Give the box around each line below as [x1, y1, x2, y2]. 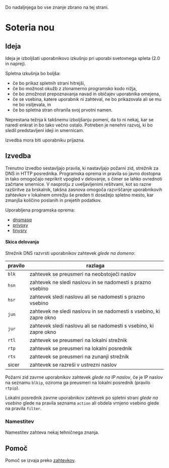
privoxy [12, 222, 29, 228]
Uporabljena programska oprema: [5, 207, 75, 213]
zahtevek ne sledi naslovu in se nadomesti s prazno [29, 279, 151, 286]
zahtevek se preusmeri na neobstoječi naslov [29, 271, 137, 278]
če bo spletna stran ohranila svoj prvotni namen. [12, 107, 113, 113]
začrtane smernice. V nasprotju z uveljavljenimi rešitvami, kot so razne [5, 181, 152, 187]
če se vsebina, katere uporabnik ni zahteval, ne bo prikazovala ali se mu [12, 96, 162, 102]
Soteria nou [5, 22, 55, 33]
